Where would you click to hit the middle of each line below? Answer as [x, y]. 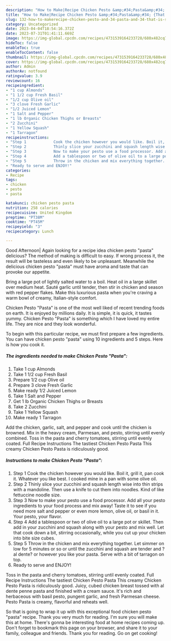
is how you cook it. [25, 344]
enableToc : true [23, 48]
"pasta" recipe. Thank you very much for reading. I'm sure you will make [81, 617]
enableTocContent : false [32, 52]
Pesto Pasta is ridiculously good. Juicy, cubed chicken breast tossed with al [85, 585]
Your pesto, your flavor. [38, 516]
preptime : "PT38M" [25, 217]
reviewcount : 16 [23, 81]
